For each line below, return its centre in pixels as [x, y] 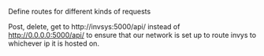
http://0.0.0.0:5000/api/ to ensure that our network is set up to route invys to [132, 35]
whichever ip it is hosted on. [54, 43]
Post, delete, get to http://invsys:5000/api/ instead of [94, 26]
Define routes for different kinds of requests [80, 11]
